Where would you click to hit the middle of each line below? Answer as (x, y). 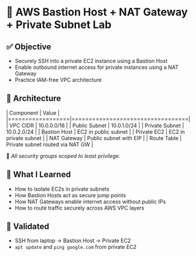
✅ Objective (29, 47)
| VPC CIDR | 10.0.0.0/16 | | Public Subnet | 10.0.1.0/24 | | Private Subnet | (95, 125)
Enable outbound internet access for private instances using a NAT (97, 67)
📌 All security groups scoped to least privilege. (63, 156)
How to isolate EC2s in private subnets (62, 189)
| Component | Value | (33, 113)
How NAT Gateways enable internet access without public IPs (90, 201)
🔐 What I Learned (39, 175)
